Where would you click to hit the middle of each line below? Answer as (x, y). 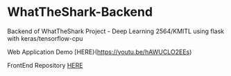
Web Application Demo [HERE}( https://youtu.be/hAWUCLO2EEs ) (100, 52)
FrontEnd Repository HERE (45, 65)
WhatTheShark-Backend (80, 12)
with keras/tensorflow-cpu (45, 38)
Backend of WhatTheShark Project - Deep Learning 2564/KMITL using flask (116, 31)
